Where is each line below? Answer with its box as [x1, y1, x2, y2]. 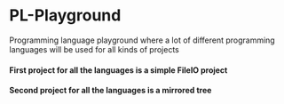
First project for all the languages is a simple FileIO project [9, 64, 228, 76]
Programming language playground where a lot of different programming [9, 35, 275, 45]
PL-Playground [9, 5, 122, 26]
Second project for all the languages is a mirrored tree [9, 85, 212, 96]
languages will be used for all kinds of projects [9, 44, 180, 54]
